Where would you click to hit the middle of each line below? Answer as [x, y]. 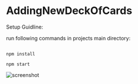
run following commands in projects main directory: [68, 38]
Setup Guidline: [25, 27]
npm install [21, 54]
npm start [18, 64]
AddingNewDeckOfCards [69, 11]
